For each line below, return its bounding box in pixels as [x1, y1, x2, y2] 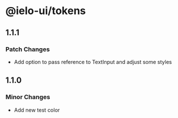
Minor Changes [5, 93, 50, 101]
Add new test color [13, 106, 60, 113]
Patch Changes [5, 45, 50, 53]
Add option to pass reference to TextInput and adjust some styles [13, 58, 172, 65]
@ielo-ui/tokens [5, 4, 86, 18]
